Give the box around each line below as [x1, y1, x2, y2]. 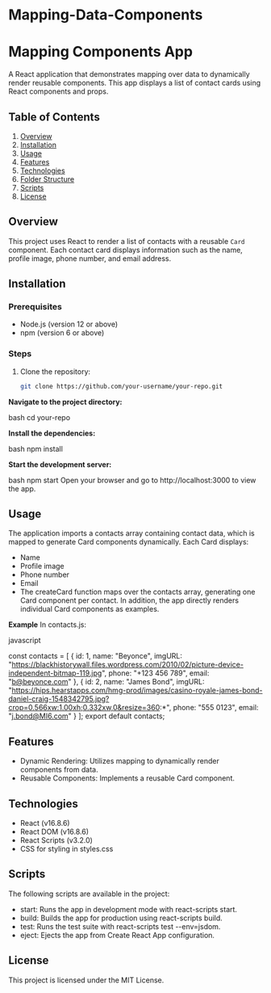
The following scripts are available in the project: [8, 889, 170, 898]
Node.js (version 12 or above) [19, 319, 119, 329]
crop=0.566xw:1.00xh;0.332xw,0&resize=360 [8, 703, 161, 713]
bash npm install [8, 444, 63, 453]
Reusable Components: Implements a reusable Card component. [19, 773, 236, 783]
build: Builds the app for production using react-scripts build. [19, 913, 223, 923]
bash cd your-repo [8, 412, 71, 422]
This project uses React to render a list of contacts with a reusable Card [8, 236, 245, 246]
